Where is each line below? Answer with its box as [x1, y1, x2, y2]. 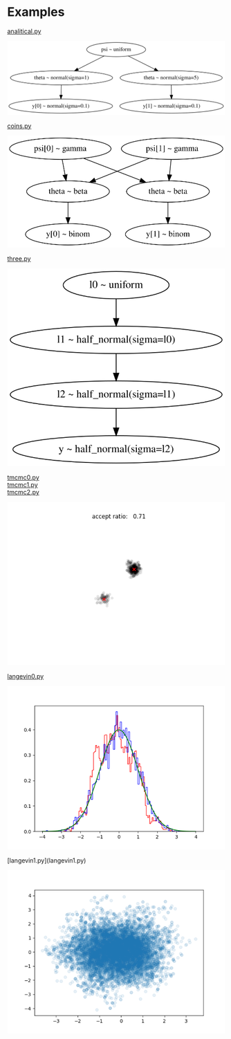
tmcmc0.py [7, 473, 39, 481]
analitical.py [7, 27, 41, 35]
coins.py [7, 122, 32, 130]
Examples [7, 4, 65, 20]
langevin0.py [7, 672, 44, 681]
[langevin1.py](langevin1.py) [7, 856, 86, 865]
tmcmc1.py [7, 481, 38, 489]
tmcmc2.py [7, 488, 39, 497]
